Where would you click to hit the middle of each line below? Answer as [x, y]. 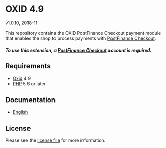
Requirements [28, 66]
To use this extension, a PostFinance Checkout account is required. [78, 50]
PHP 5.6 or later [29, 84]
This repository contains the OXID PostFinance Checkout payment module [83, 33]
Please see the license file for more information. [56, 140]
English [20, 112]
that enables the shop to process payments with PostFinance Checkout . [81, 38]
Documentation [31, 100]
